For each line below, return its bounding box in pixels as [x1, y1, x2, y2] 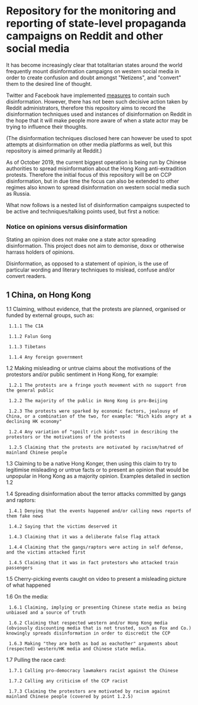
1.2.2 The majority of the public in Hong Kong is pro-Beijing [8, 398, 168, 404]
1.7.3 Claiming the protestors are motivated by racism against [8, 688, 170, 694]
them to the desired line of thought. [6, 80, 92, 87]
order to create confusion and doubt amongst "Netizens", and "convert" [6, 74, 181, 81]
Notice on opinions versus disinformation [6, 222, 128, 231]
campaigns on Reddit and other [6, 30, 164, 43]
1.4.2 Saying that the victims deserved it [8, 523, 118, 530]
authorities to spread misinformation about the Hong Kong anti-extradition [6, 164, 186, 172]
